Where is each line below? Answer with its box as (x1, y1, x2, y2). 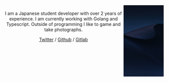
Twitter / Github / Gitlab (39, 37, 88, 42)
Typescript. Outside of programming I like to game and (6, 21, 121, 27)
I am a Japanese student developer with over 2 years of (5, 10, 122, 16)
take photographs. (44, 26, 83, 33)
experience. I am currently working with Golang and (9, 16, 118, 22)
